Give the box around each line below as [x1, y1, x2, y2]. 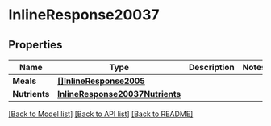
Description [188, 62, 236, 73]
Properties [8, 38, 63, 52]
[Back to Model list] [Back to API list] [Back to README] [8, 109, 194, 119]
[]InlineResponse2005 [57, 75, 145, 86]
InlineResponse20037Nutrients [57, 89, 181, 99]
